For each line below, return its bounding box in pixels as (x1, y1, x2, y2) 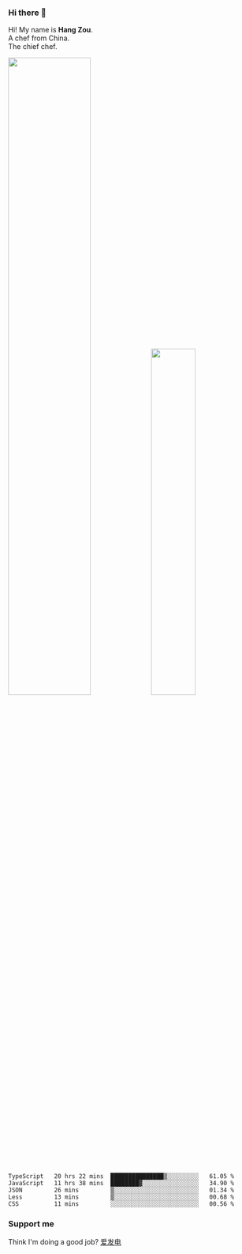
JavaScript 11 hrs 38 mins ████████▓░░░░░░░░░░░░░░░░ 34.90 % (8, 1179, 235, 1187)
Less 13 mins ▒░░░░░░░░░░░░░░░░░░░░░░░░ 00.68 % (8, 1193, 235, 1201)
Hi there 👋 (8, 7, 47, 18)
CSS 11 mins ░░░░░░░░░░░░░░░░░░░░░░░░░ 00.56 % (8, 1199, 235, 1208)
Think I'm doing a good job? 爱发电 (8, 1237, 122, 1247)
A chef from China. (8, 33, 70, 43)
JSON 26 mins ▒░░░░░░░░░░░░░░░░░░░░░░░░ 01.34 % (8, 1186, 235, 1194)
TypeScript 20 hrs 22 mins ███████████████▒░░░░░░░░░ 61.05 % (8, 1172, 235, 1180)
